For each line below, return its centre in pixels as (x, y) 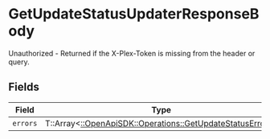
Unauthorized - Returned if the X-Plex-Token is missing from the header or (132, 53)
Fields (24, 87)
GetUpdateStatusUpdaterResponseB (134, 14)
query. (19, 62)
